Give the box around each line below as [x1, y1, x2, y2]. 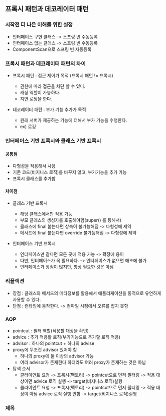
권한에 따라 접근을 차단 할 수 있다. [20, 83, 86, 89]
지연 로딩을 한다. [20, 95, 53, 102]
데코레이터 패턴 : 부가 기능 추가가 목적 [12, 106, 86, 112]
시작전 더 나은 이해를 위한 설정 [5, 21, 73, 28]
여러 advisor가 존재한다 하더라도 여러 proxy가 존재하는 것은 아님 [20, 359, 146, 365]
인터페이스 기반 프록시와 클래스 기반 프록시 [5, 137, 101, 144]
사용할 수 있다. [12, 296, 41, 303]
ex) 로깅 [20, 123, 36, 130]
